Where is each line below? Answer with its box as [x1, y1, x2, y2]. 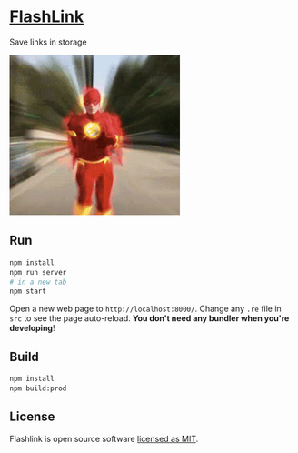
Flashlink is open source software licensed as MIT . [9, 433, 199, 444]
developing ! [9, 323, 55, 334]
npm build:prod [9, 384, 67, 393]
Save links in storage [9, 36, 88, 47]
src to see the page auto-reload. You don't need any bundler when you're [9, 313, 290, 324]
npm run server [9, 267, 67, 277]
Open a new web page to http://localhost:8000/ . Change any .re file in [9, 303, 282, 315]
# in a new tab [9, 277, 67, 287]
